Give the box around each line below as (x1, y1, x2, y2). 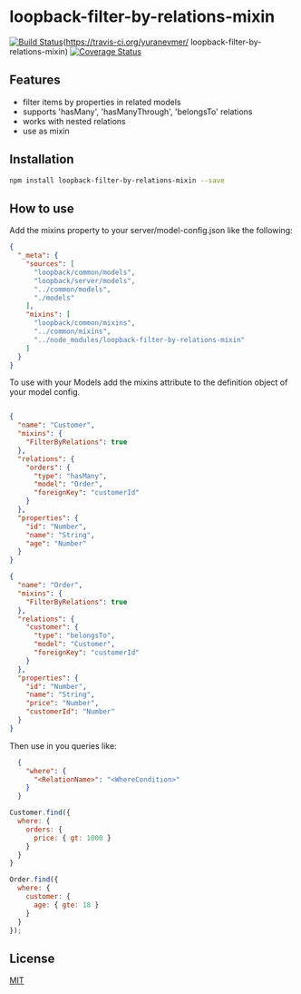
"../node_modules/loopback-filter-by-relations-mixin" (33, 335, 246, 344)
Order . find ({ (9, 875, 59, 884)
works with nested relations (22, 115, 126, 126)
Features (9, 73, 61, 88)
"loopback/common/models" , (33, 268, 136, 277)
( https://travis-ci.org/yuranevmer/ (63, 36, 189, 47)
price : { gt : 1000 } (33, 833, 112, 842)
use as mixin (22, 125, 70, 136)
